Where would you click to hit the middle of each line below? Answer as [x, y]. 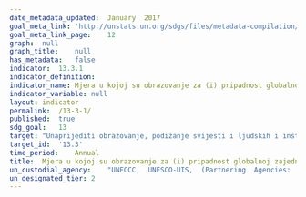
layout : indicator [44, 102]
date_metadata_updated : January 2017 [85, 18]
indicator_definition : [52, 77]
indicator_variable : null [58, 94]
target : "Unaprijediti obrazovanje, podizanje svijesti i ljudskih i [144, 136]
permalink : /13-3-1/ [51, 111]
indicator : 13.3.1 [46, 69]
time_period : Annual [55, 153]
